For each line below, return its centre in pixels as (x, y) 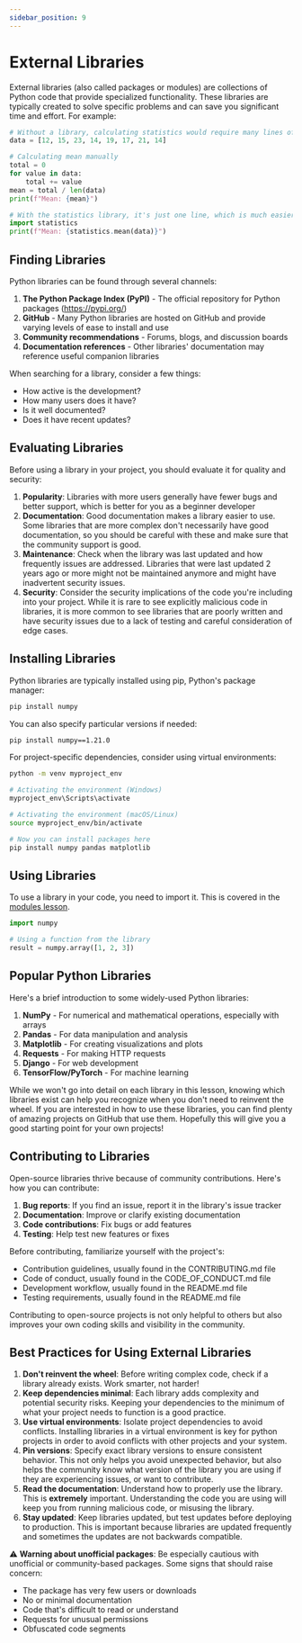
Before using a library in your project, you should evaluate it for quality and (147, 470)
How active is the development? (81, 391)
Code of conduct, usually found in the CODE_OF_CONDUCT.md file (147, 1278)
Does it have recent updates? (76, 420)
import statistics (44, 223)
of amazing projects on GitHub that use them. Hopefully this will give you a (147, 1118)
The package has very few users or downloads (109, 1591)
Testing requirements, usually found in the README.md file (131, 1297)
